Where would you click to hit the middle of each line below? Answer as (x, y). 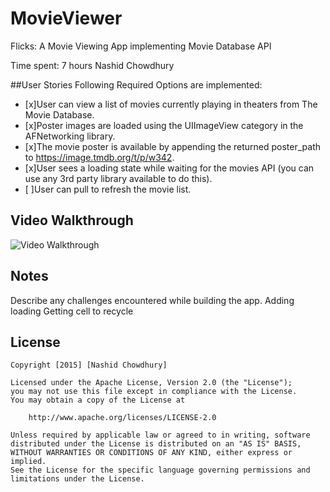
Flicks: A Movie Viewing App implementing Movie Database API (141, 46)
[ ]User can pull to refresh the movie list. (108, 189)
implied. (28, 462)
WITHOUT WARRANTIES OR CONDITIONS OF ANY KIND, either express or (151, 453)
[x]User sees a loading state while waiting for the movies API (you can (169, 168)
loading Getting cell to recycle (72, 311)
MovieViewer (66, 18)
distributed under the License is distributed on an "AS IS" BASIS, (156, 444)
